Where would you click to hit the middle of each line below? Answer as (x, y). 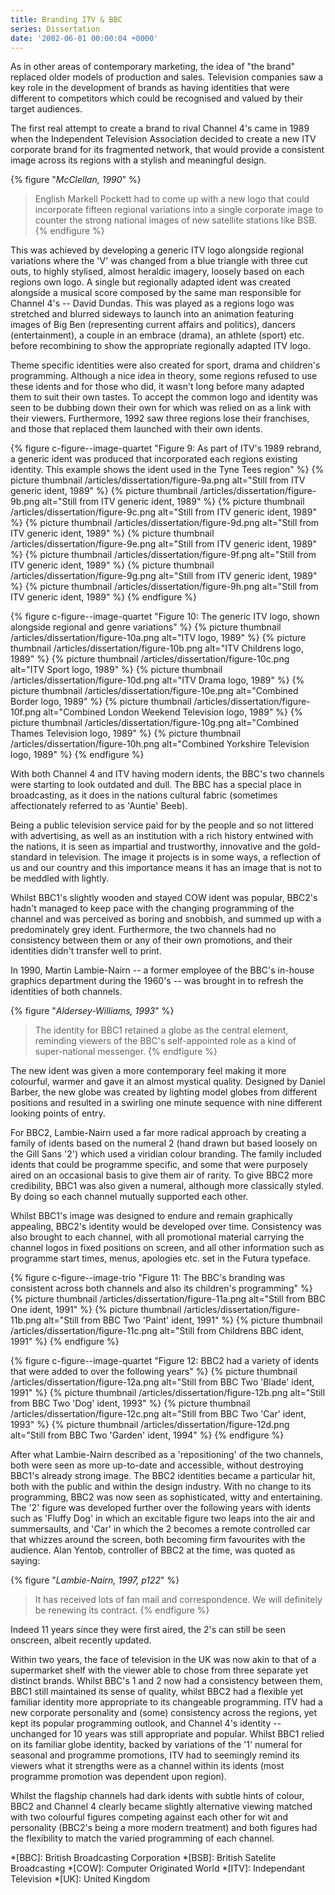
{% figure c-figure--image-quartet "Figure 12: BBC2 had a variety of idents (165, 1361)
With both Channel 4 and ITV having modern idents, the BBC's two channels (167, 774)
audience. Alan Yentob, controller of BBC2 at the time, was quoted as (153, 1550)
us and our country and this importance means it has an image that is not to (166, 868)
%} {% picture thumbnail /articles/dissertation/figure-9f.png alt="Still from (163, 555)
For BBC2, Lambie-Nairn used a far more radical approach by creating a (158, 1133)
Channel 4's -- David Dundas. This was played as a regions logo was (152, 303)
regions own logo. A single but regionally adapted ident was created (151, 282)
